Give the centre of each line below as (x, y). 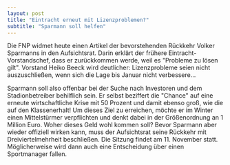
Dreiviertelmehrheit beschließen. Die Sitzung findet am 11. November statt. (113, 140)
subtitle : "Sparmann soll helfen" (57, 26)
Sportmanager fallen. (37, 154)
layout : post (26, 13)
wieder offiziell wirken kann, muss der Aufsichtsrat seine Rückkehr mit (107, 132)
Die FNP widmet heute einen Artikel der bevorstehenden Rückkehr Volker (111, 46)
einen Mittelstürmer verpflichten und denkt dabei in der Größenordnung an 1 (115, 118)
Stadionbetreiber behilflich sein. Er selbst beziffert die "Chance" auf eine (110, 96)
